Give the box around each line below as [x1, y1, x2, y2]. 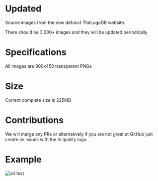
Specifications [5, 47, 67, 58]
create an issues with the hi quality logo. [5, 136, 88, 142]
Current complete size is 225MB [5, 97, 71, 103]
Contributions [5, 115, 64, 126]
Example [5, 154, 42, 165]
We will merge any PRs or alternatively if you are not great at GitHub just [5, 131, 153, 137]
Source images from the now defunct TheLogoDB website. [5, 19, 126, 25]
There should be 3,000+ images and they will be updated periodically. [5, 29, 149, 35]
